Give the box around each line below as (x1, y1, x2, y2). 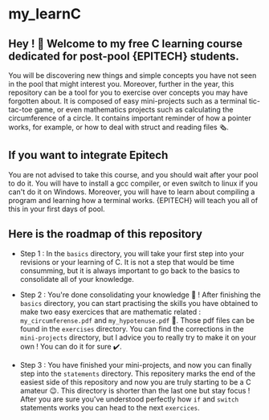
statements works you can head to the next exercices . (19, 402, 200, 412)
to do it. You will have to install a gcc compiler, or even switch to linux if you (8, 178, 259, 188)
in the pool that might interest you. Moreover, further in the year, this (8, 80, 234, 88)
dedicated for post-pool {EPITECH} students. (8, 49, 239, 63)
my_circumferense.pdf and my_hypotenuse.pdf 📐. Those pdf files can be (19, 315, 255, 325)
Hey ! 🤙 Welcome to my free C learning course (8, 37, 243, 51)
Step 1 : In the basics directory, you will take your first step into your (19, 248, 245, 258)
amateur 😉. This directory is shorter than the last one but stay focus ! (19, 385, 251, 395)
